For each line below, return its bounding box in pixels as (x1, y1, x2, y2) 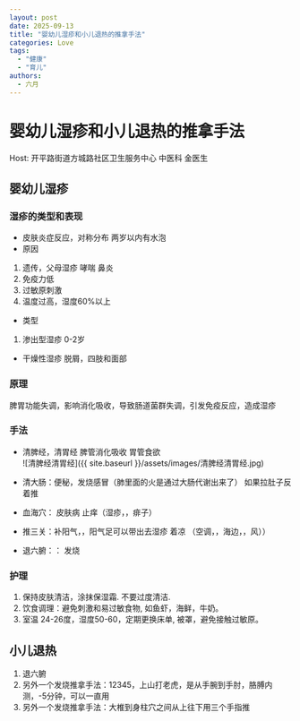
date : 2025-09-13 (9, 21, 74, 30)
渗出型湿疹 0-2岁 (21, 334, 86, 345)
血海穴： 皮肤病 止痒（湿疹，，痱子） (21, 507, 157, 518)
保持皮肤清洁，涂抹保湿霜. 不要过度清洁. (21, 592, 171, 603)
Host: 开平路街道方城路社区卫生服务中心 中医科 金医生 (9, 152, 209, 163)
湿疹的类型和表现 (9, 210, 83, 222)
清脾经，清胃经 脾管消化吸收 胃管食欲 (21, 446, 161, 457)
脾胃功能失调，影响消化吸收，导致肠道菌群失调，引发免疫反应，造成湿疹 (9, 399, 276, 410)
